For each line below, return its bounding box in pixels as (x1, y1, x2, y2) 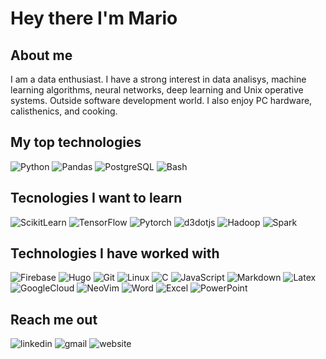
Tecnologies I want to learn (10, 190, 183, 207)
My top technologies (10, 134, 142, 151)
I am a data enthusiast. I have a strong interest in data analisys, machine (10, 73, 307, 85)
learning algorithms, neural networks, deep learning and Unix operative (10, 84, 304, 96)
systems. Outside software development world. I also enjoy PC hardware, (10, 95, 313, 106)
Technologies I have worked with (10, 245, 220, 262)
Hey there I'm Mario (10, 7, 178, 30)
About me (10, 47, 73, 64)
